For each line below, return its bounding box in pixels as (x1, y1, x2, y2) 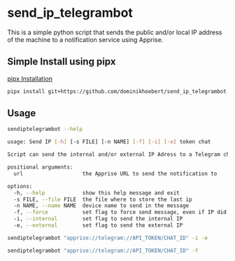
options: (7, 183, 33, 190)
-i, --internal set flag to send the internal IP (13, 216, 183, 223)
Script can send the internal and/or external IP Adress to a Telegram (7, 151, 220, 158)
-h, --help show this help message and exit (13, 189, 180, 197)
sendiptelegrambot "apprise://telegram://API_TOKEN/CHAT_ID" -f (7, 247, 199, 254)
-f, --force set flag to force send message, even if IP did (13, 209, 227, 216)
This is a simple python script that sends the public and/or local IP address (7, 28, 222, 36)
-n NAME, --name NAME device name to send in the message (13, 202, 190, 209)
